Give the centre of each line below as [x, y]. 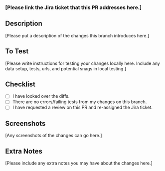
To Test [17, 51]
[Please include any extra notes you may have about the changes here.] [79, 163]
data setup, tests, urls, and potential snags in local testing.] [66, 68]
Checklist [20, 84]
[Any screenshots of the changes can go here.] [54, 136]
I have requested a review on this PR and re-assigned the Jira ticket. [82, 107]
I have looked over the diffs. [41, 96]
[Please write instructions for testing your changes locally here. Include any [83, 63]
